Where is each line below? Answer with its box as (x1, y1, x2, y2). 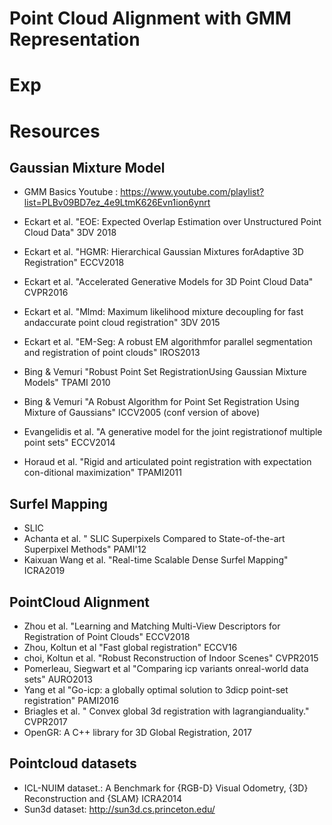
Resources (9, 120, 101, 142)
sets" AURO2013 (23, 673, 93, 685)
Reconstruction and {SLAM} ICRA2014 (23, 792, 183, 804)
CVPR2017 (23, 716, 68, 727)
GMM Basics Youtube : (23, 186, 119, 198)
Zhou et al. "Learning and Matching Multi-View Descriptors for (23, 620, 281, 632)
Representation (9, 28, 141, 51)
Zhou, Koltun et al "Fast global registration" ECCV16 (23, 642, 238, 653)
